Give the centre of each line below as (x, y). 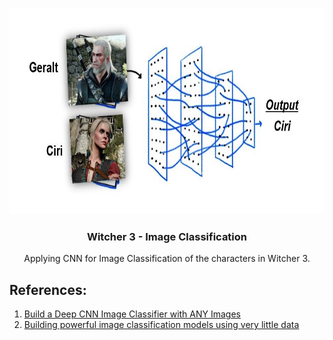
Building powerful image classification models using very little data (161, 325)
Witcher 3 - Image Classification (167, 236)
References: (48, 289)
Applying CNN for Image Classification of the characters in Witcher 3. (167, 259)
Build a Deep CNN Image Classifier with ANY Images (132, 314)
